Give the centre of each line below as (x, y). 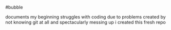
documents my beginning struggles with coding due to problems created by (85, 17)
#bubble (14, 7)
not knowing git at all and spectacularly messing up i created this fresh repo (85, 22)
